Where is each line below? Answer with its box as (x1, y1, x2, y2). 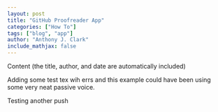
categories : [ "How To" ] (7, 23, 77, 30)
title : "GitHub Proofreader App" (7, 17, 105, 24)
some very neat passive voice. (7, 83, 96, 91)
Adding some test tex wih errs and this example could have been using (7, 76, 211, 84)
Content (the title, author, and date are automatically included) (7, 62, 187, 70)
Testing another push (7, 97, 68, 105)
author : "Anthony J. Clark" (7, 36, 89, 43)
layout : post (7, 10, 45, 17)
